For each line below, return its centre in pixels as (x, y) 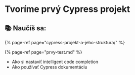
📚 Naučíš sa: (25, 28)
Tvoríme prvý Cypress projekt (67, 9)
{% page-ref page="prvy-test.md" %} (44, 52)
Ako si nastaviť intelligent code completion (55, 62)
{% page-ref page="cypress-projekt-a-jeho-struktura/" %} (65, 42)
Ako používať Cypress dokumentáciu (49, 67)
